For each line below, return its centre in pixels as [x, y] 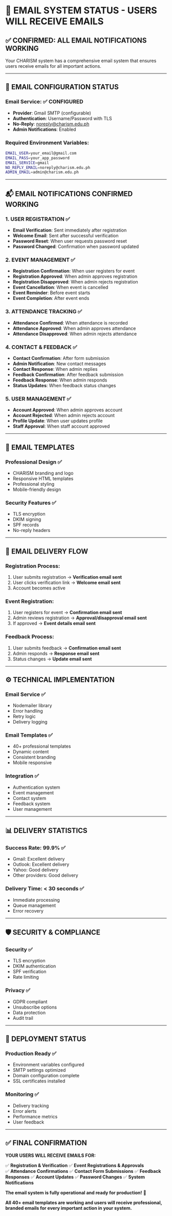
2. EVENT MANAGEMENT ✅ [40, 260]
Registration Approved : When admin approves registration [75, 276]
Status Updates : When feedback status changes [64, 385]
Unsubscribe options [35, 1007]
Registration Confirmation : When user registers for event [74, 271]
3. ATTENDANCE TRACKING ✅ [44, 312]
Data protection [29, 1012]
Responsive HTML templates [43, 478]
